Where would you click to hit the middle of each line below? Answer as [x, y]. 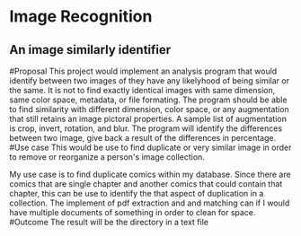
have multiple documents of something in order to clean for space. [133, 212]
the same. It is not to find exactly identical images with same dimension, [142, 90]
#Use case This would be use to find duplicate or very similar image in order [150, 147]
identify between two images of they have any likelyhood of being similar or [150, 81]
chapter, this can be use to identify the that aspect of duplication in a [137, 193]
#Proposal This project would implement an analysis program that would [143, 71]
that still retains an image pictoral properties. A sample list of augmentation [148, 119]
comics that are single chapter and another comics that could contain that [146, 184]
